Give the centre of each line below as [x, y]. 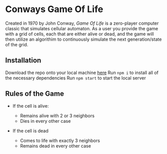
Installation [23, 61]
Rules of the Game [35, 94]
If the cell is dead [31, 131]
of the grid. [17, 44]
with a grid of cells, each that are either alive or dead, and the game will [79, 34]
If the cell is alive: [31, 106]
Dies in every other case [45, 121]
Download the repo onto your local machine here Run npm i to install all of [82, 72]
